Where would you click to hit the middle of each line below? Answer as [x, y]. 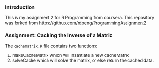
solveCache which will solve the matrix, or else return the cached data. [83, 60]
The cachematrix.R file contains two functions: [51, 46]
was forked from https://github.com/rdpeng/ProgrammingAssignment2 [76, 23]
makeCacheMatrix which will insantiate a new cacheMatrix [71, 55]
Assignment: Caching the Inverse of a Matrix [59, 35]
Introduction [20, 7]
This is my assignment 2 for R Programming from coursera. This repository [79, 18]
